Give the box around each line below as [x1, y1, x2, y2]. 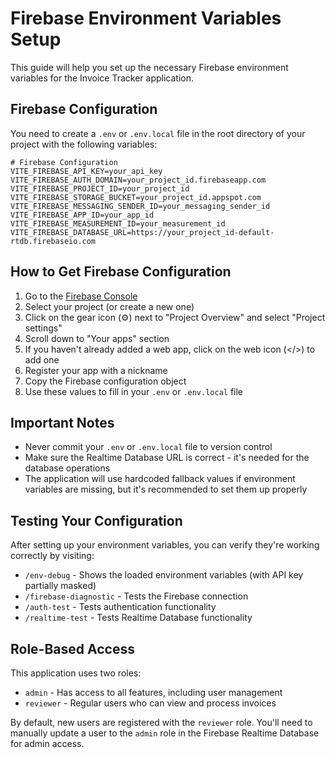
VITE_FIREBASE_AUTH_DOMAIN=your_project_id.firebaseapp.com [10, 175, 267, 185]
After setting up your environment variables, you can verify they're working [10, 539, 320, 551]
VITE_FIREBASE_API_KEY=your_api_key [10, 166, 163, 176]
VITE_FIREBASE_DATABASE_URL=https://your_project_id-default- [10, 227, 275, 237]
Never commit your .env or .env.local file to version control [24, 441, 273, 453]
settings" [24, 322, 63, 334]
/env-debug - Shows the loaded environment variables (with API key [24, 569, 304, 581]
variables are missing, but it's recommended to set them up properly [24, 483, 308, 496]
